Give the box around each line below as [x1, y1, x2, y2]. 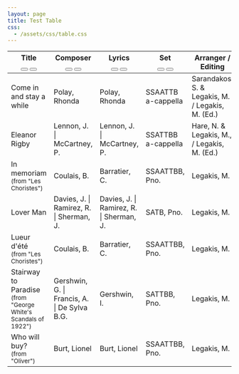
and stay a [11, 92, 46, 102]
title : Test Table [7, 17, 62, 24]
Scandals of [11, 315, 45, 323]
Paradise [11, 285, 41, 295]
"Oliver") [11, 357, 36, 365]
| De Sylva [53, 303, 87, 313]
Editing [200, 62, 225, 72]
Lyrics [108, 53, 130, 63]
